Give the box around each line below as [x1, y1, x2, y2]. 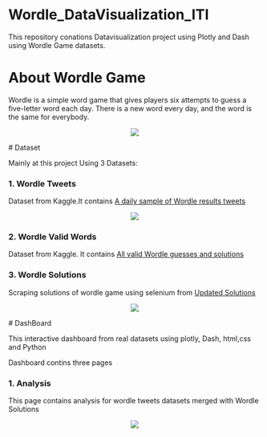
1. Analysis [8, 378, 51, 389]
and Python [8, 342, 47, 351]
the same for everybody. [8, 112, 90, 122]
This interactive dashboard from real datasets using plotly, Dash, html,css [8, 334, 251, 343]
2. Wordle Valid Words [8, 231, 97, 243]
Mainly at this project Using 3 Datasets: [8, 158, 138, 167]
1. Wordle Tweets [8, 178, 76, 189]
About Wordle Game [8, 69, 146, 87]
